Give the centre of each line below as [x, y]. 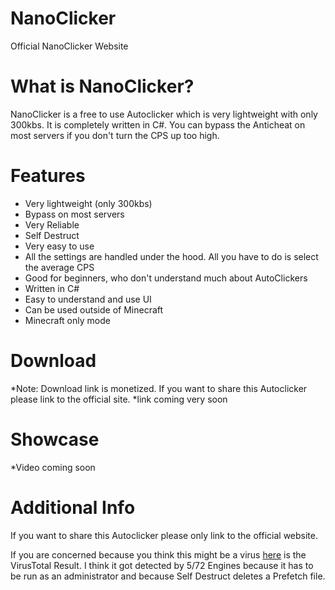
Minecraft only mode [67, 320]
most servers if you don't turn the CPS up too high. [115, 135]
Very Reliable [52, 224]
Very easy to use [59, 246]
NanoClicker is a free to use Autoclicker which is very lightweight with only [164, 114]
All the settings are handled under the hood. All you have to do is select [171, 256]
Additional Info [73, 507]
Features [48, 176]
